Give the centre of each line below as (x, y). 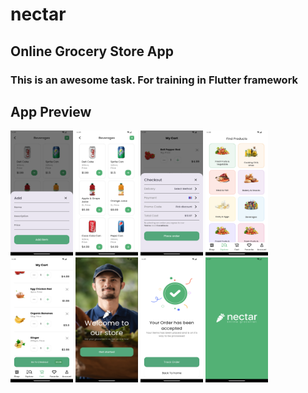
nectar (38, 14)
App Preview (51, 111)
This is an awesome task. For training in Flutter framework (154, 80)
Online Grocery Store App (92, 51)
